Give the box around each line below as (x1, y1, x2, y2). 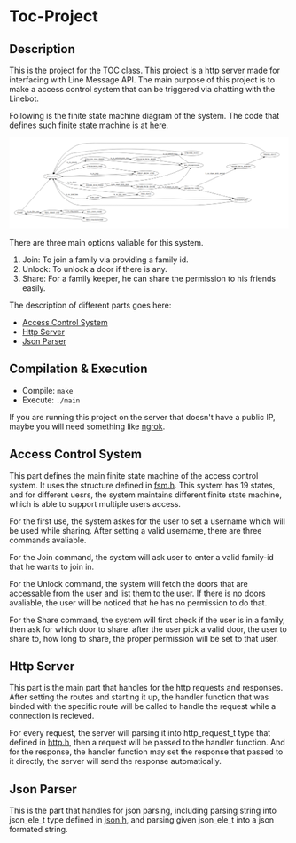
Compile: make (21, 385, 74, 395)
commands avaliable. (9, 535, 87, 545)
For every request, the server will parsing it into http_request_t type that (9, 728, 271, 738)
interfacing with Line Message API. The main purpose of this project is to (9, 74, 276, 85)
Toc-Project (9, 6, 99, 27)
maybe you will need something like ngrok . (9, 421, 166, 432)
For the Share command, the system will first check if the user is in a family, (9, 614, 285, 625)
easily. (21, 282, 46, 293)
